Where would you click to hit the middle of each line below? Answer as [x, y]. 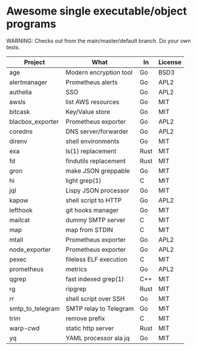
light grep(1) [83, 180]
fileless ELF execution [97, 259]
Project [34, 62]
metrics [76, 269]
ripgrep [76, 289]
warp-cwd [24, 328]
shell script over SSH [95, 299]
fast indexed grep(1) [95, 279]
